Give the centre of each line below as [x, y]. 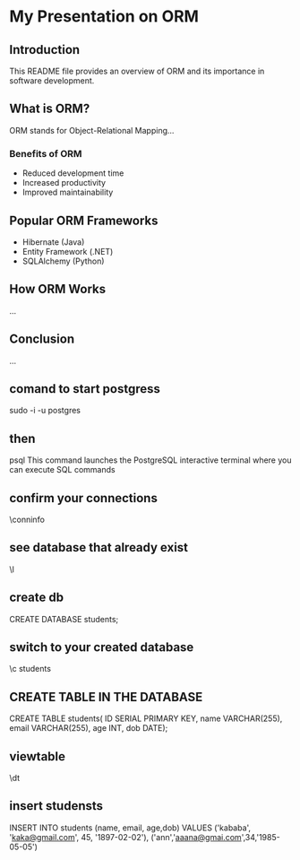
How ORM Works [58, 289]
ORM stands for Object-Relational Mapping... [92, 130]
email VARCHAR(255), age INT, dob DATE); [89, 728]
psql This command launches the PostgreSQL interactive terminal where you [150, 460]
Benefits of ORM [46, 153]
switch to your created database [102, 647]
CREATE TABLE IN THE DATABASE [106, 697]
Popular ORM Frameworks [84, 220]
